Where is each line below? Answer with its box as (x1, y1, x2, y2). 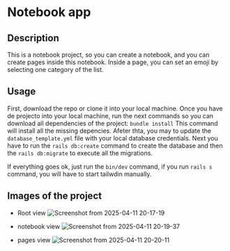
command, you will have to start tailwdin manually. (7, 169, 152, 178)
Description (7, 32, 59, 44)
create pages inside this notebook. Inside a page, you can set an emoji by (7, 58, 219, 66)
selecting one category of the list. (7, 66, 104, 73)
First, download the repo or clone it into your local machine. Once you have (7, 104, 223, 113)
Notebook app (7, 4, 91, 20)
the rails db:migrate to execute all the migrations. (7, 148, 153, 157)
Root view (17, 208, 47, 217)
